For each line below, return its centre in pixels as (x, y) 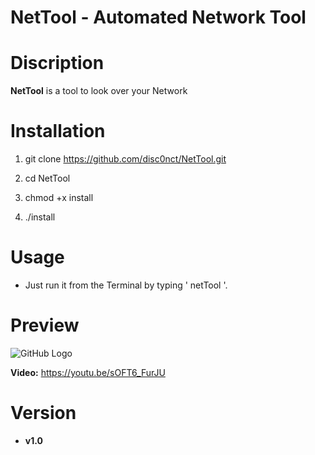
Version (43, 413)
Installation (58, 131)
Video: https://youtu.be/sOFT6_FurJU (88, 372)
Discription (57, 63)
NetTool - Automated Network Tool (158, 17)
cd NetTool (47, 178)
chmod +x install (59, 198)
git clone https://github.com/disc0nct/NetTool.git (125, 159)
